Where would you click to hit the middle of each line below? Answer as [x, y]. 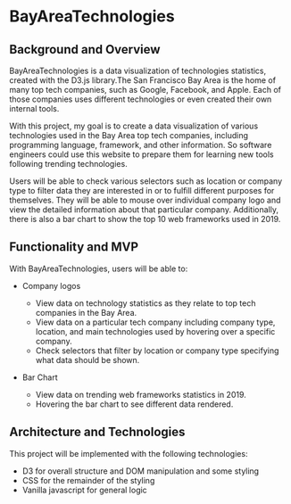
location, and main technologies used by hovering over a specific [155, 331]
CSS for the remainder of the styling [88, 480]
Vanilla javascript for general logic [84, 490]
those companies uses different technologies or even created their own [141, 99]
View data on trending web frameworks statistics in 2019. [141, 394]
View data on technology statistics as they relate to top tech [145, 303]
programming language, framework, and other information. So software [141, 145]
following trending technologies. [68, 164]
